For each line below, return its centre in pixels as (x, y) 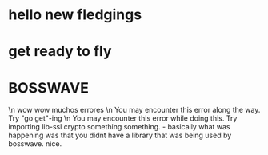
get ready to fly (60, 52)
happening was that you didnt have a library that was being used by (120, 135)
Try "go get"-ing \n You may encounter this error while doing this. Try (123, 118)
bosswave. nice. (35, 144)
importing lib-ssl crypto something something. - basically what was (119, 127)
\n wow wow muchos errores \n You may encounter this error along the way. (134, 110)
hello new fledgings (75, 15)
